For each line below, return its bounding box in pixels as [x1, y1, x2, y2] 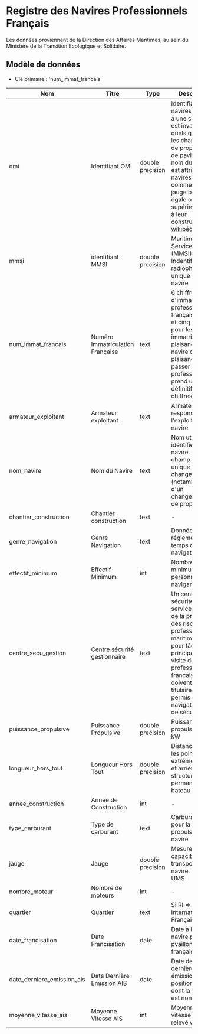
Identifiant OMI [91, 162, 133, 170]
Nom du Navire [91, 466, 133, 474]
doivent [171, 678, 193, 687]
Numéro [91, 333, 114, 341]
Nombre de [91, 883, 123, 892]
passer [171, 362, 190, 370]
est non [171, 994, 192, 1002]
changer [171, 470, 194, 478]
